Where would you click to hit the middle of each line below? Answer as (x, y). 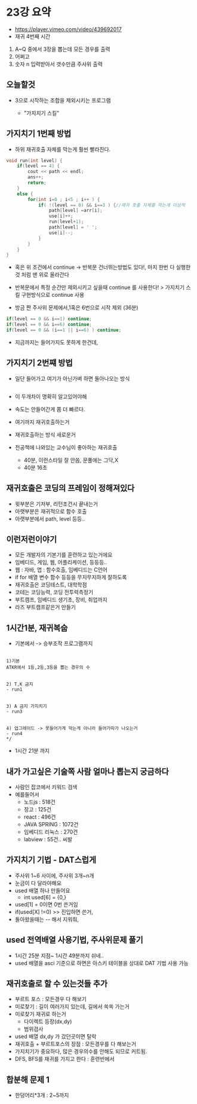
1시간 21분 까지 (32, 751)
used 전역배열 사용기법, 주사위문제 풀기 (75, 940)
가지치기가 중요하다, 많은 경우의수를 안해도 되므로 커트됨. (81, 1051)
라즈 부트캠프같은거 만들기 (45, 607)
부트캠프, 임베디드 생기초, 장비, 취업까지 (61, 600)
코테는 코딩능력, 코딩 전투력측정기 (54, 592)
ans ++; (36, 177)
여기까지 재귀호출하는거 (42, 422)
